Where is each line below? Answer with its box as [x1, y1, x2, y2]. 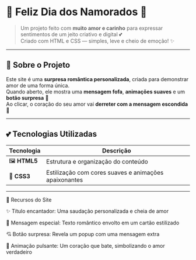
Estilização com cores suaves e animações [46, 168, 164, 176]
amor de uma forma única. [6, 82, 70, 89]
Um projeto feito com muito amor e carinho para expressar [20, 25, 163, 32]
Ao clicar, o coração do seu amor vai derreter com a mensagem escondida [6, 100, 188, 108]
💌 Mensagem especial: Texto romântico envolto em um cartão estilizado [6, 219, 180, 226]
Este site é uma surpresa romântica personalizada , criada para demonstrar [6, 75, 189, 82]
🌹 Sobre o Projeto [6, 60, 71, 70]
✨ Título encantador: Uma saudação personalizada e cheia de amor [6, 207, 169, 214]
